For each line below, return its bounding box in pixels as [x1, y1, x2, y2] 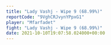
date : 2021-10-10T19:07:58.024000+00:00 [6, 30, 106, 36]
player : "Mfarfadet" [6, 19, 56, 25]
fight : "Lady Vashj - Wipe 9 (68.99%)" [6, 25, 103, 31]
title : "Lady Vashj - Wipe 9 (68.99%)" [6, 8, 103, 15]
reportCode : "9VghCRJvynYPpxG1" [6, 14, 84, 20]
